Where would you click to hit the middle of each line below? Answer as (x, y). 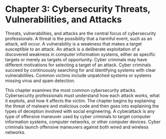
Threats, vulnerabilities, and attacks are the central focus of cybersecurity (81, 33)
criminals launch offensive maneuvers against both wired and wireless (77, 127)
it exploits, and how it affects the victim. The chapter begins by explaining (80, 100)
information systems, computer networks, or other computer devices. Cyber (83, 122)
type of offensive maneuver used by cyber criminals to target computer (78, 116)
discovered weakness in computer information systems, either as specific (81, 54)
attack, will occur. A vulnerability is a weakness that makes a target (74, 44)
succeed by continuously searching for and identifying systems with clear (81, 70)
